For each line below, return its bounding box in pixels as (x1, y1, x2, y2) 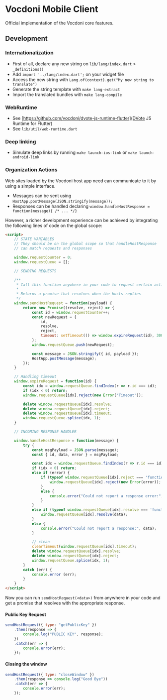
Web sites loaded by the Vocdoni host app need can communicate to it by (5, 178, 157, 184)
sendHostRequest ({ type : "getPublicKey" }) (5, 622, 97, 628)
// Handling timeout (14, 374, 57, 379)
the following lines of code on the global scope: (5, 223, 103, 229)
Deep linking (5, 138, 36, 145)
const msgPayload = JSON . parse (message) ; (31, 447, 119, 453)
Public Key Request (5, 611, 46, 617)
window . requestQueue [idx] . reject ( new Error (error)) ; (49, 479, 162, 484)
